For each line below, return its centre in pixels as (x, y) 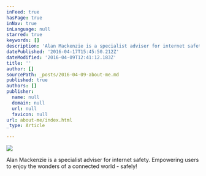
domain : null (29, 103)
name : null (26, 97)
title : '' (19, 63)
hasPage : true (25, 18)
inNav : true (21, 23)
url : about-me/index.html (39, 120)
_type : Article (26, 126)
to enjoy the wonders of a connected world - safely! (72, 166)
